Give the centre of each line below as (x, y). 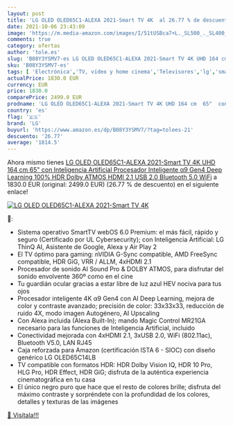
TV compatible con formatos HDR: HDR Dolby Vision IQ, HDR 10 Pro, (115, 365)
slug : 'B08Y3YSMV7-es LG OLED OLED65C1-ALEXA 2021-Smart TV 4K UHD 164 (113, 59)
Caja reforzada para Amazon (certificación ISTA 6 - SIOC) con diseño (116, 350)
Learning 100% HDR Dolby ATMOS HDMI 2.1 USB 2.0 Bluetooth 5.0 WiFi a (112, 177)
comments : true (29, 40)
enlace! (18, 192)
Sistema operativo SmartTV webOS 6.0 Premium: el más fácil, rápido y (118, 232)
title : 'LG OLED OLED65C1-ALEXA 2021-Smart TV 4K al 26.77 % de (103, 20)
